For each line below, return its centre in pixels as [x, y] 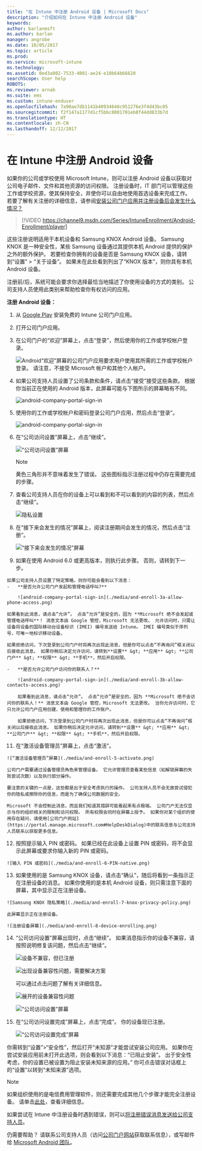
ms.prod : [18, 56]
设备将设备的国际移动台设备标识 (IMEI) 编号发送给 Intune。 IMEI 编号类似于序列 [97, 627]
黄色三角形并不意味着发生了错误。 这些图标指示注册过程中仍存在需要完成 [105, 474]
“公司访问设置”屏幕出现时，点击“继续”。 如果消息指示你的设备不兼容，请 [105, 937]
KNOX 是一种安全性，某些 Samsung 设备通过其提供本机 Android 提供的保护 [100, 246]
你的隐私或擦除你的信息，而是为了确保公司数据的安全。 [65, 794]
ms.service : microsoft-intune [45, 62]
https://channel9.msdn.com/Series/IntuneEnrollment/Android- [119, 220]
